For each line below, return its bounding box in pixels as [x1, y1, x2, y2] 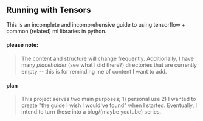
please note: [6, 41, 39, 49]
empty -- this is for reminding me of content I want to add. [21, 68, 167, 75]
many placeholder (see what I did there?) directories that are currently [21, 61, 198, 69]
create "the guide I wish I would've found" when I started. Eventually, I [21, 102, 198, 109]
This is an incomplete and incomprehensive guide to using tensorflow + [6, 21, 185, 28]
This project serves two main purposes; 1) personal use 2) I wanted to [21, 95, 196, 103]
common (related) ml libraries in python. [6, 27, 107, 35]
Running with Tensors [6, 5, 91, 15]
